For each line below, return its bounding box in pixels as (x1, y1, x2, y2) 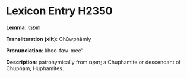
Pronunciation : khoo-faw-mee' (6, 46, 83, 54)
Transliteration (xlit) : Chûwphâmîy (6, 35, 91, 42)
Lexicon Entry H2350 (6, 4, 113, 18)
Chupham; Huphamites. (6, 64, 64, 72)
